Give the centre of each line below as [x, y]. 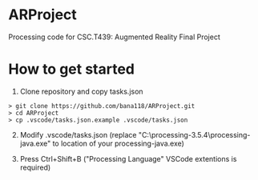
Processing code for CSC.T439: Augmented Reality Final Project [114, 37]
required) [35, 167]
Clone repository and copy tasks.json [81, 91]
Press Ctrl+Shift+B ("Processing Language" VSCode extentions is [128, 158]
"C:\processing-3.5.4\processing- [194, 134]
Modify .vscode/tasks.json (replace [78, 134]
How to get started [71, 69]
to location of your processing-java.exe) [118, 143]
